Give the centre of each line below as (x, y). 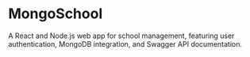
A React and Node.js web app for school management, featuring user (121, 36)
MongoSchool (56, 14)
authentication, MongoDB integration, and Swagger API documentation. (125, 44)
